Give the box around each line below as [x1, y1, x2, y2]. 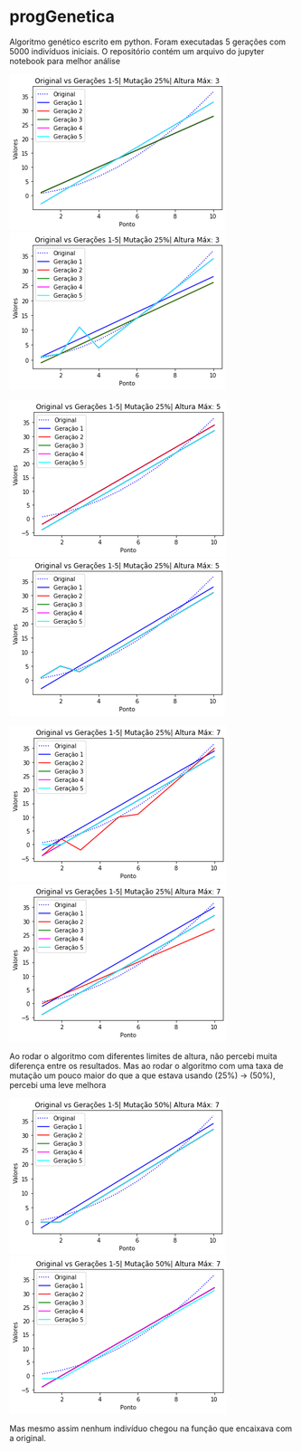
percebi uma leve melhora [9, 1079, 107, 1090]
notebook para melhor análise [9, 55, 120, 66]
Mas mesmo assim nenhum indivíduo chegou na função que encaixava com [9, 1423, 293, 1434]
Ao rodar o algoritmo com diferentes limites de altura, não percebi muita [9, 1050, 277, 1061]
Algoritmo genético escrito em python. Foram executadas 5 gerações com [9, 36, 287, 47]
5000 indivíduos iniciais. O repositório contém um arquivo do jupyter [9, 45, 265, 56]
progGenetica [9, 6, 115, 27]
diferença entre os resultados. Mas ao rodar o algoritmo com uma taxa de [9, 1060, 284, 1071]
